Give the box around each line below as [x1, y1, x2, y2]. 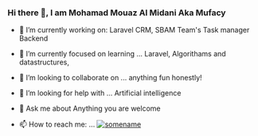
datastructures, [18, 57, 69, 67]
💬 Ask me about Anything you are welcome [18, 103, 161, 114]
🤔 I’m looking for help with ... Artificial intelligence [18, 88, 182, 98]
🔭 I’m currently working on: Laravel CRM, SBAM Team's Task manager [18, 25, 250, 35]
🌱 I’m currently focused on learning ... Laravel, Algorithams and [18, 49, 226, 59]
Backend [18, 33, 49, 43]
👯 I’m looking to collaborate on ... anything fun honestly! [18, 73, 202, 83]
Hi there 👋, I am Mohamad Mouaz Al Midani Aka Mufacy [7, 7, 226, 18]
